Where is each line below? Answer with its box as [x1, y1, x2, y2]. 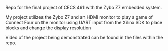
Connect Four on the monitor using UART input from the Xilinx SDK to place [5, 20, 163, 25]
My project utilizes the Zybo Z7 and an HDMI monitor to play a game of [5, 14, 153, 20]
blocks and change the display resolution [5, 25, 91, 31]
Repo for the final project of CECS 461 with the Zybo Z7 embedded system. [5, 5, 162, 10]
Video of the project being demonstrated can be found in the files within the [5, 35, 163, 40]
